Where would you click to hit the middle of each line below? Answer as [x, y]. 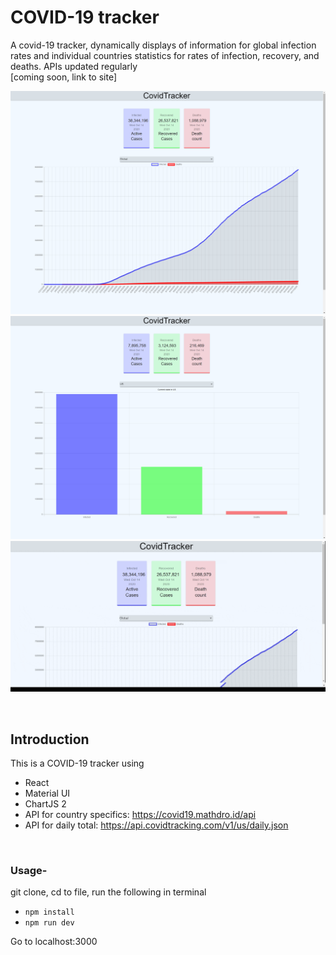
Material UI [47, 793]
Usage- [29, 870]
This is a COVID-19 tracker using [77, 763]
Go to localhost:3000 [54, 942]
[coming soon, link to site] [63, 77]
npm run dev [49, 923]
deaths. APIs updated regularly [74, 66]
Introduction [50, 739]
